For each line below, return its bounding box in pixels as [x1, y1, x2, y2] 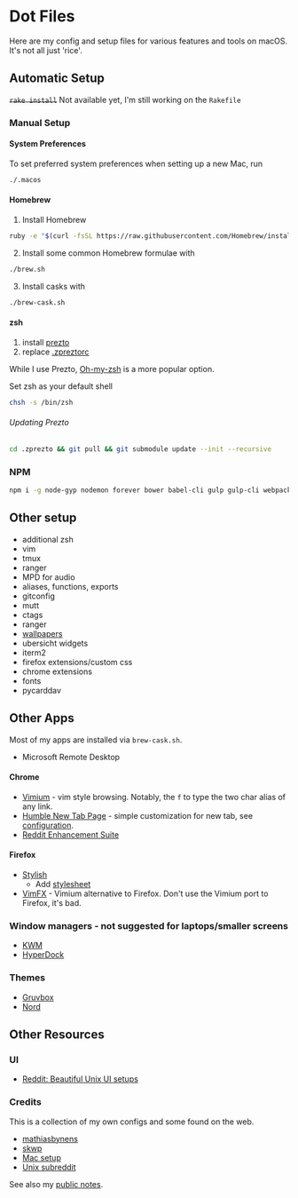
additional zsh [21, 534, 74, 544]
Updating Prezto [9, 417, 69, 428]
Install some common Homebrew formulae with [21, 247, 195, 258]
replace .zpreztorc [21, 346, 90, 357]
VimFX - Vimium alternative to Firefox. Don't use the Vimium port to [21, 888, 269, 899]
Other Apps [9, 710, 74, 726]
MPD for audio [21, 571, 75, 583]
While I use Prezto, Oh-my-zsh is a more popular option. [9, 363, 215, 374]
